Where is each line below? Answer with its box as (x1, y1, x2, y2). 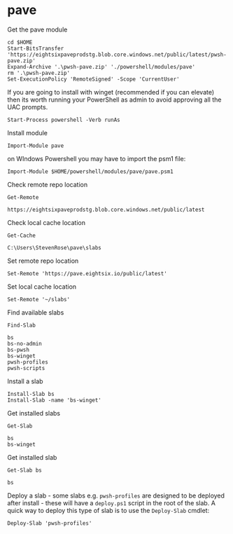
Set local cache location (7, 282, 77, 291)
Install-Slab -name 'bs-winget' (7, 397, 101, 404)
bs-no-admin (7, 340, 42, 347)
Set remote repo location (7, 256, 79, 265)
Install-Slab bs (7, 390, 55, 397)
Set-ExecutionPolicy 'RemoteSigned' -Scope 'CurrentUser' (7, 76, 180, 83)
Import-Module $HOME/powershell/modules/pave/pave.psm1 (7, 167, 174, 175)
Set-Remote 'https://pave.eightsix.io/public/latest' (7, 270, 168, 277)
